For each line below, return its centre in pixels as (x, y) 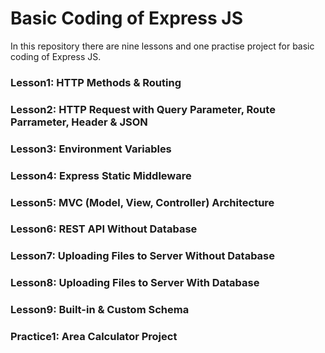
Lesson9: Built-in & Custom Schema (100, 310)
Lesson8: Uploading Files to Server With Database (135, 283)
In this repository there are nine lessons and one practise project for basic (162, 46)
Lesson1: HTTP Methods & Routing (96, 82)
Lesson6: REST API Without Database (104, 229)
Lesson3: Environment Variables (91, 149)
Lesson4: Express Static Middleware (101, 175)
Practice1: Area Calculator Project (94, 337)
